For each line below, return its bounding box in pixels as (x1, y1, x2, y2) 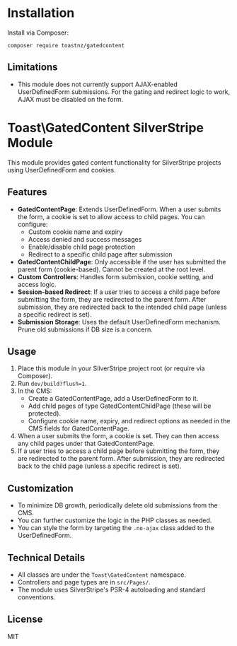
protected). (28, 409, 62, 418)
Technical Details (7, 551, 86, 563)
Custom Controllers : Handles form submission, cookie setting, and (17, 272, 214, 281)
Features (7, 186, 47, 199)
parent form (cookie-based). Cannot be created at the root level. (17, 265, 206, 274)
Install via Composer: (7, 28, 69, 37)
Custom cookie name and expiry (28, 228, 123, 236)
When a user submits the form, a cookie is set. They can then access (17, 432, 219, 440)
